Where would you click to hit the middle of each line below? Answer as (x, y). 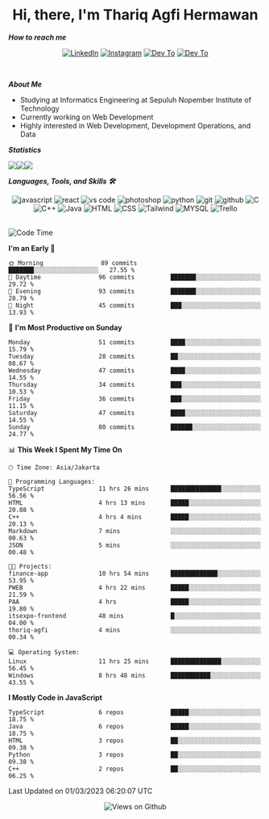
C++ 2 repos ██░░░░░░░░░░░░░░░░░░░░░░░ (135, 769)
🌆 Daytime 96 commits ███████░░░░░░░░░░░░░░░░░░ (135, 277)
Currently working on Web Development (87, 117)
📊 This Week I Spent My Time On (65, 449)
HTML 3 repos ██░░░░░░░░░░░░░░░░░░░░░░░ (135, 741)
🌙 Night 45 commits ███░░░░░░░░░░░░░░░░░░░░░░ (135, 305)
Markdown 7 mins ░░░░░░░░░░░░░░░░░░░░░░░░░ (135, 531)
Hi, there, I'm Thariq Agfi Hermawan (135, 15)
